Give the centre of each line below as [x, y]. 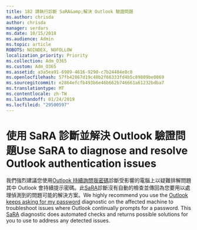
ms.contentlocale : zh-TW [36, 94]
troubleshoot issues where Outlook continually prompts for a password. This [98, 208]
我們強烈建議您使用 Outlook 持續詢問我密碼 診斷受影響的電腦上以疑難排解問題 [99, 180]
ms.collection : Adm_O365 [36, 61]
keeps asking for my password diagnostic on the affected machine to [90, 202]
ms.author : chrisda [30, 17]
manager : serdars [27, 28]
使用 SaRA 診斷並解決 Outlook [79, 136]
